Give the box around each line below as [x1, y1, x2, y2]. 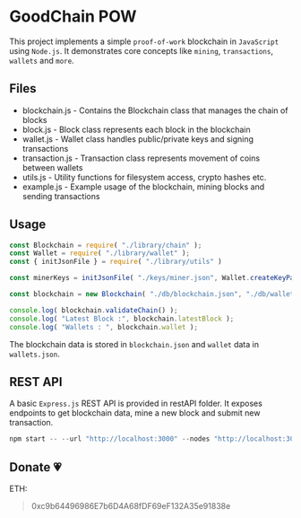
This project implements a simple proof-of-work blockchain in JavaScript [9, 36, 279, 47]
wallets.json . [9, 348, 60, 359]
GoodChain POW [9, 6, 137, 27]
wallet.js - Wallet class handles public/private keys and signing [21, 133, 254, 145]
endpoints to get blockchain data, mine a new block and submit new [9, 408, 261, 418]
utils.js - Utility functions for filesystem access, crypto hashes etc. [21, 171, 267, 182]
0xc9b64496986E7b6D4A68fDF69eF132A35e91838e [30, 501, 231, 512]
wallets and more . [9, 55, 74, 66]
